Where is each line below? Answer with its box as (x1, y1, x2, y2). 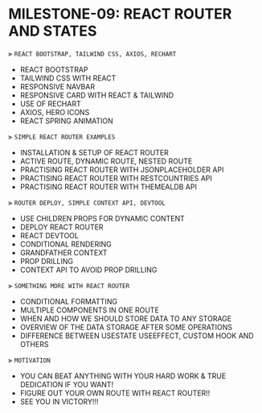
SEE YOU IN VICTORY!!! (19, 396, 99, 407)
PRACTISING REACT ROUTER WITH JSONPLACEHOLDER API (19, 164, 224, 174)
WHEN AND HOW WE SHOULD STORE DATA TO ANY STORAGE (19, 313, 231, 323)
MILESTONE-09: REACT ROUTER (8, 5, 232, 23)
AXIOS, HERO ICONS (19, 107, 90, 117)
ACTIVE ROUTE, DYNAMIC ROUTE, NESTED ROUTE (19, 156, 193, 166)
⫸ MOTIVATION (8, 355, 51, 365)
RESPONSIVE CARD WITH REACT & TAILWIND (19, 90, 174, 100)
